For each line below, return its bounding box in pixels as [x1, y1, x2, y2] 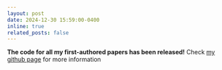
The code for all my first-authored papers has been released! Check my [7, 48, 215, 56]
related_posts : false [7, 29, 69, 36]
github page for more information [7, 56, 102, 64]
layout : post [7, 10, 45, 17]
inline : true [7, 23, 45, 30]
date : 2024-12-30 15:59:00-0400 [7, 16, 100, 23]
